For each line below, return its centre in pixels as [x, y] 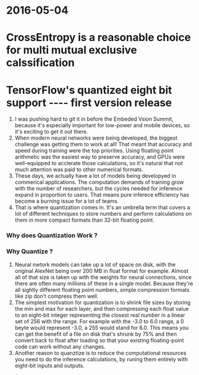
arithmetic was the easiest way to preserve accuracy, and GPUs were [100, 157]
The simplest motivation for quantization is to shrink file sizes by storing [103, 302]
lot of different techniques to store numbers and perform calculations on [103, 214]
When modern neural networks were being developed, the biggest [96, 138]
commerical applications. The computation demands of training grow [99, 182]
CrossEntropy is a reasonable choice [99, 38]
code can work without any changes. [60, 346]
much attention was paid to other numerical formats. [79, 169]
